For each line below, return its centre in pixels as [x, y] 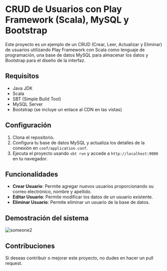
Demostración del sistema [47, 218]
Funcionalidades [32, 174]
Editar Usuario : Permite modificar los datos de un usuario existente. [83, 197]
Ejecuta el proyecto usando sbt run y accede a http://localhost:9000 [85, 153]
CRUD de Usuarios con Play [63, 9]
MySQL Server [28, 104]
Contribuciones [30, 246]
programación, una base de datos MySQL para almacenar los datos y [77, 55]
